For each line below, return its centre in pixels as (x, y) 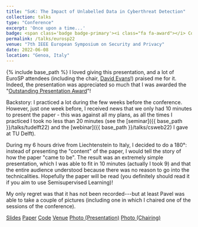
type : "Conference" (30, 22)
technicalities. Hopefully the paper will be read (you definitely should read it (98, 176)
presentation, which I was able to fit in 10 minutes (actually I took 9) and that (98, 163)
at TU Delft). (21, 133)
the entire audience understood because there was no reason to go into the (98, 170)
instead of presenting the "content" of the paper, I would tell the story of (94, 151)
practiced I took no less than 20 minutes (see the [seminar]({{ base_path (94, 121)
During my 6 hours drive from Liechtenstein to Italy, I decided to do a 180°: (97, 145)
